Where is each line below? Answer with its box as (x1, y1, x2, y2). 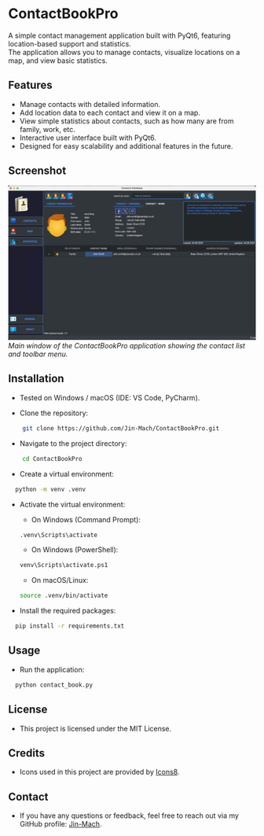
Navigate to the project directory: (19, 438, 127, 448)
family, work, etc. (19, 124, 76, 134)
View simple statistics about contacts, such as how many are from (19, 116, 234, 126)
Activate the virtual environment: (19, 499, 126, 509)
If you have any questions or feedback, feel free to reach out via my (19, 811, 240, 820)
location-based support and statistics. (8, 39, 131, 48)
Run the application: (19, 665, 85, 674)
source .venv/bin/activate (19, 591, 108, 600)
